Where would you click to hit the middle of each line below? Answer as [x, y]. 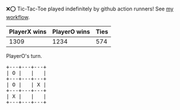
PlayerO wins [71, 32]
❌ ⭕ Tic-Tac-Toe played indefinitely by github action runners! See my [90, 9]
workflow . [18, 17]
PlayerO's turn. [24, 56]
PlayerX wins [28, 32]
